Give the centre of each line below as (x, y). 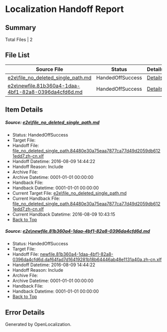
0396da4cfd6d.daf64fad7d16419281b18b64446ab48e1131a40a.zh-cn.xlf (87, 260)
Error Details (25, 312)
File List (17, 55)
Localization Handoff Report (65, 9)
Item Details (24, 110)
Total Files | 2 (19, 39)
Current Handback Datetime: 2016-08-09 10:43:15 (64, 214)
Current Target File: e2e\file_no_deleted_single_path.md (69, 193)
